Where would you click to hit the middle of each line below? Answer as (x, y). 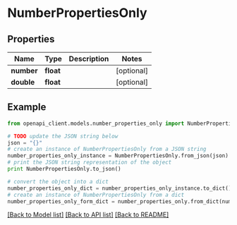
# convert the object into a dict (58, 181)
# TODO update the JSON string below (63, 136)
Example (27, 107)
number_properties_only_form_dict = (61, 201)
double (23, 82)
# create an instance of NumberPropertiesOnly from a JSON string (107, 150)
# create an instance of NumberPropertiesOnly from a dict (96, 195)
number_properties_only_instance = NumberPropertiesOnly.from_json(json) (118, 156)
